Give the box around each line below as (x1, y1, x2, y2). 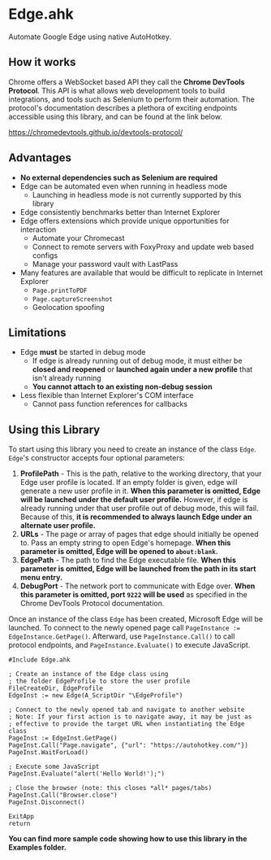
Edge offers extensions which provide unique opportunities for (19, 216, 230, 225)
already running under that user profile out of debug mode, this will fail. (19, 504, 259, 513)
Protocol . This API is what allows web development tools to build (8, 85, 226, 95)
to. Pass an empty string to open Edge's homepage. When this (19, 538, 231, 548)
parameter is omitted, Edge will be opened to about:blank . (19, 547, 218, 557)
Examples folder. (8, 843, 67, 853)
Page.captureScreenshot (32, 295, 114, 303)
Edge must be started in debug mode (19, 347, 146, 357)
